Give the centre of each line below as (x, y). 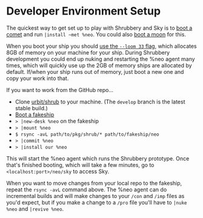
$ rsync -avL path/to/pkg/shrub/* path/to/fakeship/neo (87, 134)
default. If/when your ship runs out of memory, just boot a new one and (95, 71)
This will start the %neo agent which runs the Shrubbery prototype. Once (98, 158)
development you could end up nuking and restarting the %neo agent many (101, 59)
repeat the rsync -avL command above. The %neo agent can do (87, 190)
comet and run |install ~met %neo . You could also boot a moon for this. (96, 34)
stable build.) (32, 108)
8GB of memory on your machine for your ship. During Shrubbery (88, 52)
